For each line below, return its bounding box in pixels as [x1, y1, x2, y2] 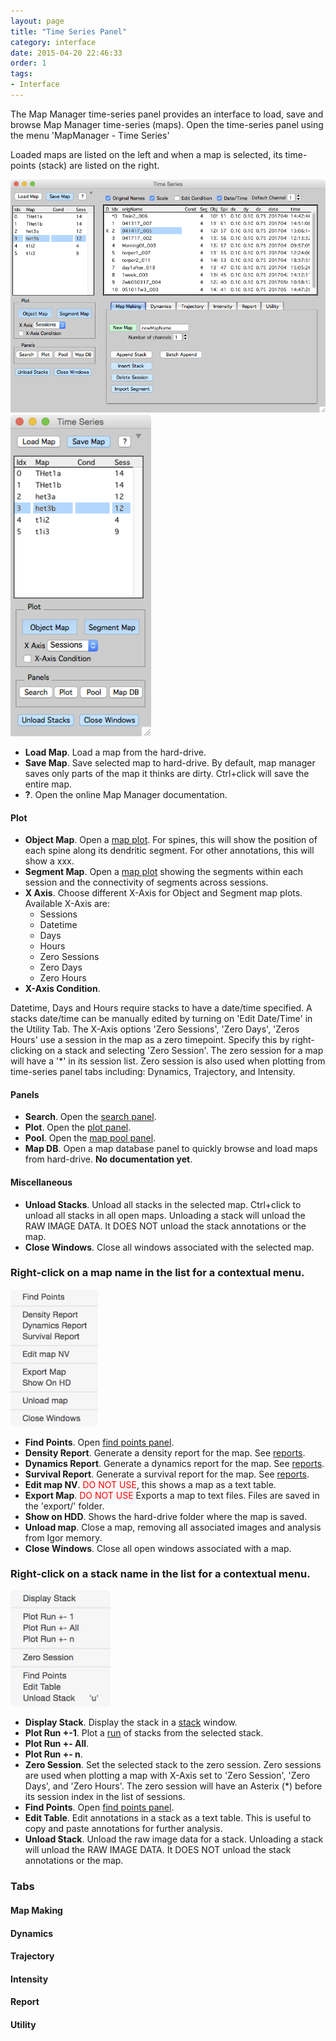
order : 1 [10, 58, 47, 69]
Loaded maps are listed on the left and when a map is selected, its [10, 148, 283, 160]
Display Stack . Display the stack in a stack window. [24, 1716, 238, 1729]
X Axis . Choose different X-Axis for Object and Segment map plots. [24, 887, 303, 899]
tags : [10, 69, 33, 79]
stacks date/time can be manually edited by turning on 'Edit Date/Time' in [10, 1013, 313, 1025]
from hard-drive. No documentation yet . [24, 1153, 193, 1165]
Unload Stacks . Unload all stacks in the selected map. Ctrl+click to [24, 1198, 302, 1210]
